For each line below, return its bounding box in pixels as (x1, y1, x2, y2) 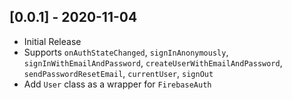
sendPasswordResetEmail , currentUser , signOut (23, 67, 214, 79)
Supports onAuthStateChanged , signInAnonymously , (23, 46, 229, 58)
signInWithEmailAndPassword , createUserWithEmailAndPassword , (23, 56, 283, 69)
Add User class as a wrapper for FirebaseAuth (23, 78, 212, 90)
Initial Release (23, 35, 82, 47)
